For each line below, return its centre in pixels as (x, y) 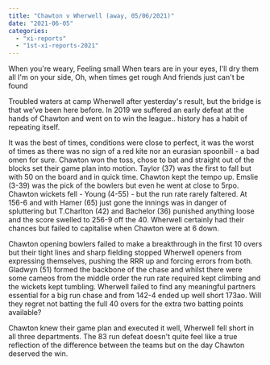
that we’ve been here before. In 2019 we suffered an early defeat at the (127, 110)
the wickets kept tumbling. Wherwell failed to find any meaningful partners (132, 287)
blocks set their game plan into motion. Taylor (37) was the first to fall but (130, 168)
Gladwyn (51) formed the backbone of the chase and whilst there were (125, 270)
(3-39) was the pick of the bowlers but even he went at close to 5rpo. (124, 185)
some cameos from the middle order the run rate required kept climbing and (135, 278)
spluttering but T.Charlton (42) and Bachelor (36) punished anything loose (132, 211)
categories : (28, 31)
